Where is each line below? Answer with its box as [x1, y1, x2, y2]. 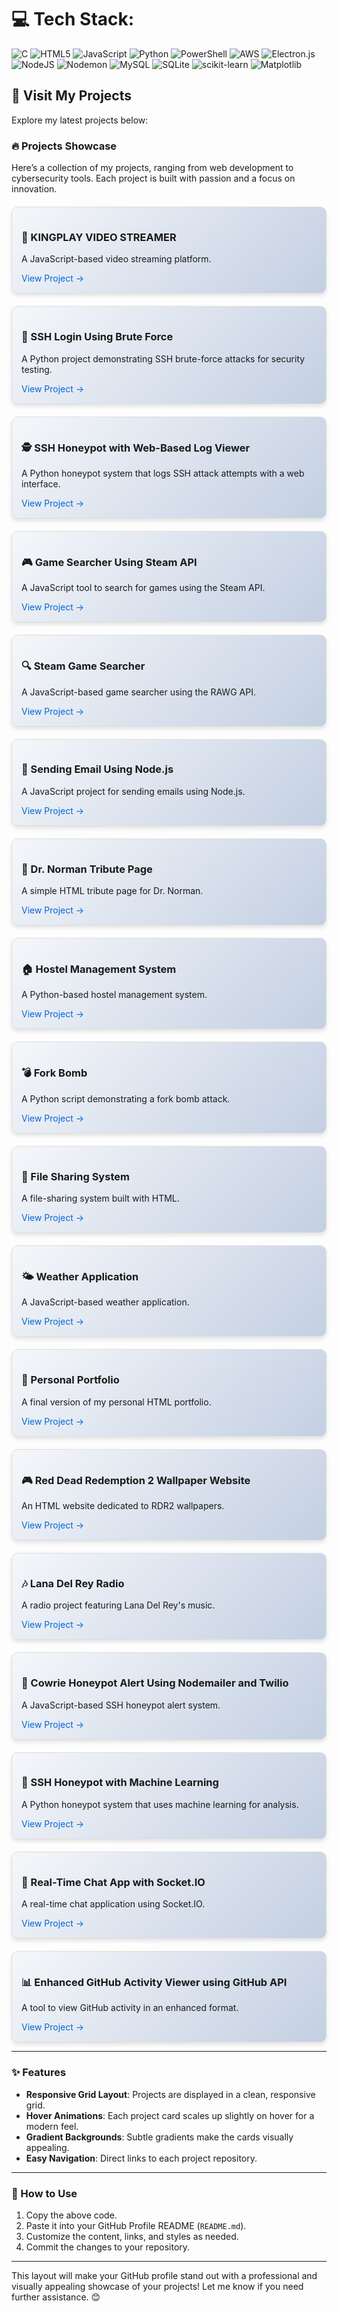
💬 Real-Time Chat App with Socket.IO [21, 1875, 206, 1889]
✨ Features [11, 2066, 67, 2080]
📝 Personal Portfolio [21, 1373, 120, 1387]
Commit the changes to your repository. [25, 2241, 191, 2253]
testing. [21, 363, 53, 375]
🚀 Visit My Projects [11, 87, 133, 105]
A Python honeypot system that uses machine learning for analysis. [21, 1798, 299, 1810]
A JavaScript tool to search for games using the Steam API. [21, 582, 266, 594]
